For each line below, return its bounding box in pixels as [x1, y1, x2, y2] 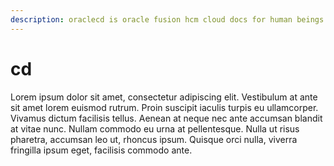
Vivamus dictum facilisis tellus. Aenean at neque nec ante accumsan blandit [10, 112, 323, 124]
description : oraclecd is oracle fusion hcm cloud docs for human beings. [10, 14, 329, 25]
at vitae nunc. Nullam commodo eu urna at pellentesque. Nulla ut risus [10, 122, 300, 135]
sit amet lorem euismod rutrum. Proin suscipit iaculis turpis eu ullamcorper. [10, 101, 319, 113]
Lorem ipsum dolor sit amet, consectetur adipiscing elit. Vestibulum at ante [10, 91, 318, 103]
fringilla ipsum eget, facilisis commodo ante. [10, 144, 193, 156]
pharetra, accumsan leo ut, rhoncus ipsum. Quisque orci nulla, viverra [10, 133, 298, 145]
